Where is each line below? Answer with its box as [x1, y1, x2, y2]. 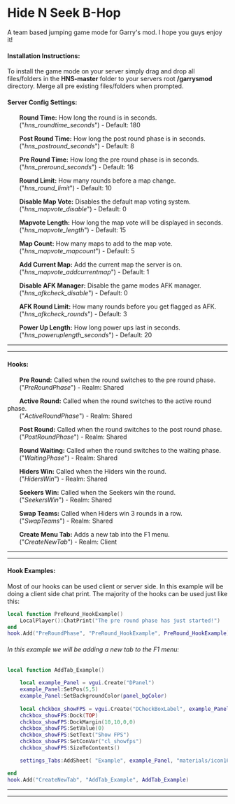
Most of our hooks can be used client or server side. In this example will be [7, 582, 224, 591]
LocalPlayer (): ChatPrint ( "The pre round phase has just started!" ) [20, 617, 220, 624]
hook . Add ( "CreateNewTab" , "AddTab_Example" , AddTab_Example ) [7, 776, 190, 783]
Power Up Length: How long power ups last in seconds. [19, 323, 180, 332]
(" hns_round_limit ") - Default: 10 [19, 184, 112, 192]
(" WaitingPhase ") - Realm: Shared [19, 453, 117, 462]
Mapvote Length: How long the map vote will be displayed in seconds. [19, 218, 223, 227]
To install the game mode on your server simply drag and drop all [7, 67, 195, 76]
